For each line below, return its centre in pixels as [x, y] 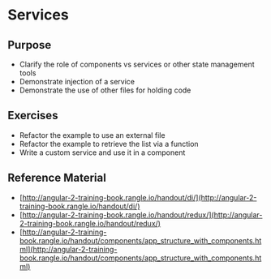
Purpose [30, 45]
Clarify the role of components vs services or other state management [137, 64]
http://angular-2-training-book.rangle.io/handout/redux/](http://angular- [142, 215]
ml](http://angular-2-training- [68, 249]
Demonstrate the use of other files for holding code [105, 90]
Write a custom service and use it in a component [102, 152]
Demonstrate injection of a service [77, 82]
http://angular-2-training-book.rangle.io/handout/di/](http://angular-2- [140, 197]
